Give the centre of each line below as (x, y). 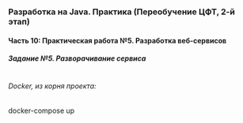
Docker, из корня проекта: (52, 86)
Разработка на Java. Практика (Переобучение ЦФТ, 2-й (121, 12)
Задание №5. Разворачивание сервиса (77, 58)
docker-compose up (42, 110)
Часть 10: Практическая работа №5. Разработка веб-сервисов (118, 40)
